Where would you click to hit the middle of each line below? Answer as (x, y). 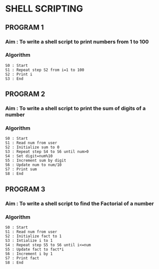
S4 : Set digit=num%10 (29, 156)
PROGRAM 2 (25, 94)
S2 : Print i (19, 74)
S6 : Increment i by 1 (29, 254)
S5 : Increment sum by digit (36, 161)
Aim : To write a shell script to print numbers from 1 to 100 (77, 42)
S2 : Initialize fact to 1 (33, 236)
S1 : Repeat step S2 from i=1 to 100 (45, 70)
